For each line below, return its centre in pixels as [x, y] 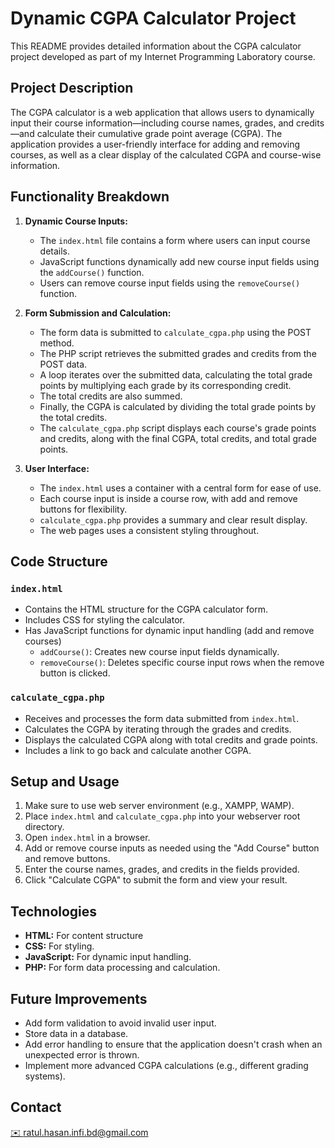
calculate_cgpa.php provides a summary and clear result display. [173, 519]
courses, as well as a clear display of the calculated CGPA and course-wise [166, 154]
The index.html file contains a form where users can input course [175, 240]
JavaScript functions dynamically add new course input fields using [179, 261]
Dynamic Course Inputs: [76, 221]
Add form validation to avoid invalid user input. [120, 1023]
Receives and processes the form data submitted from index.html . [162, 718]
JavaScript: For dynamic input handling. [108, 957]
